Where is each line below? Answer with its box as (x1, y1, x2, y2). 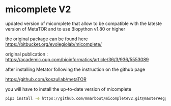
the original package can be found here (5, 36, 88, 42)
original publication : (5, 51, 48, 57)
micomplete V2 (5, 4, 71, 15)
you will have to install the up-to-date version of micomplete (5, 86, 131, 92)
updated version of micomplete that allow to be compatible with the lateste (5, 20, 162, 26)
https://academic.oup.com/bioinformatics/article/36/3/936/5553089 (5, 56, 149, 62)
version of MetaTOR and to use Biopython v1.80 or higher (5, 25, 126, 32)
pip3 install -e (5, 96, 40, 101)
